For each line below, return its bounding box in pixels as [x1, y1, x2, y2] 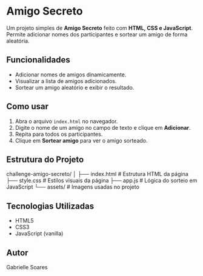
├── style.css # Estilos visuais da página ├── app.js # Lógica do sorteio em [6, 177, 198, 184]
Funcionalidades [6, 55, 71, 65]
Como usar [6, 101, 49, 112]
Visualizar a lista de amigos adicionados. [15, 77, 117, 84]
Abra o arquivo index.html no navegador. [15, 117, 118, 125]
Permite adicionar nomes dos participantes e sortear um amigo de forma [6, 30, 188, 38]
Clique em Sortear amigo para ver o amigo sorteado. [15, 136, 148, 144]
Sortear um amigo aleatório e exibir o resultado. [15, 84, 135, 91]
